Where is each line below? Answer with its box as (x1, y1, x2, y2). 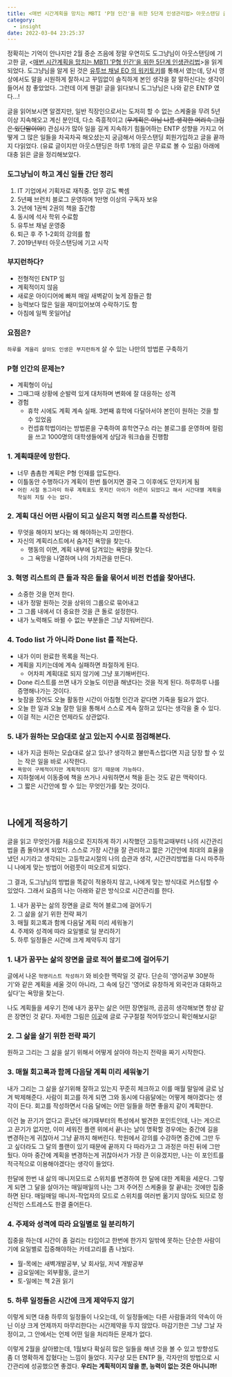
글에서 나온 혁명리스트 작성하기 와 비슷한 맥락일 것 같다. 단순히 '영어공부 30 (7, 972, 204, 980)
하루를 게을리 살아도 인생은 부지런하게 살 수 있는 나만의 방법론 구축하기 (7, 345, 188, 353)
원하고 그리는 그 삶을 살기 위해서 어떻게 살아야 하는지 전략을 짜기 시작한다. (7, 1048, 206, 1057)
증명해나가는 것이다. (17, 686, 71, 695)
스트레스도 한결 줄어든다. (25, 1200, 93, 1208)
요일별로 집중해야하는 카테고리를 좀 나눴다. (19, 1244, 135, 1253)
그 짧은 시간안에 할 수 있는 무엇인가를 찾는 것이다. (17, 782, 150, 790)
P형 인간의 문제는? (7, 364, 65, 373)
